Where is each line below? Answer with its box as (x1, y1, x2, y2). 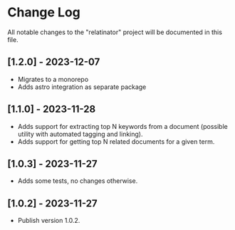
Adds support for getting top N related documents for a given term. (17, 137, 215, 146)
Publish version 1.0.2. (17, 216, 80, 225)
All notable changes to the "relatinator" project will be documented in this (7, 28, 223, 36)
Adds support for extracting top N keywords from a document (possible (17, 122, 228, 130)
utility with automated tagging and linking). (17, 130, 143, 138)
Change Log (7, 4, 80, 21)
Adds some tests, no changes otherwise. (17, 177, 138, 185)
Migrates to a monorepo (17, 75, 89, 83)
